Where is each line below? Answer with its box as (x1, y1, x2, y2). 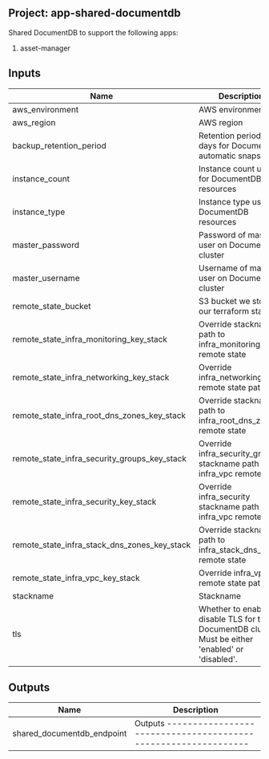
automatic (199, 150, 236, 161)
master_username (12, 272, 80, 283)
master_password (12, 239, 80, 250)
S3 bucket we (199, 295, 251, 306)
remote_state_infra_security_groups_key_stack (12, 453, 187, 464)
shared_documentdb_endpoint (12, 728, 127, 739)
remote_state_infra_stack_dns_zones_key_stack (12, 539, 191, 550)
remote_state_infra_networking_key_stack (12, 371, 170, 383)
